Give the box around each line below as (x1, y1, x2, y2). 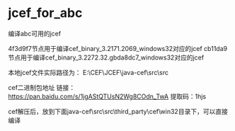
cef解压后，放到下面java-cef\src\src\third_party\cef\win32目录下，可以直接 (8, 107, 229, 115)
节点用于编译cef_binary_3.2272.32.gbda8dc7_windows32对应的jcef (8, 53, 205, 62)
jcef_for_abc (8, 5, 83, 21)
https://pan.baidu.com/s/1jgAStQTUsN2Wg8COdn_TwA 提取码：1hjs (8, 92, 207, 101)
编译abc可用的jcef (8, 29, 62, 38)
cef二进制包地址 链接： (8, 83, 76, 91)
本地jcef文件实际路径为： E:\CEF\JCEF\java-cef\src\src (8, 68, 169, 76)
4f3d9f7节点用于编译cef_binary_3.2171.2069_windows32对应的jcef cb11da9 (8, 44, 228, 52)
